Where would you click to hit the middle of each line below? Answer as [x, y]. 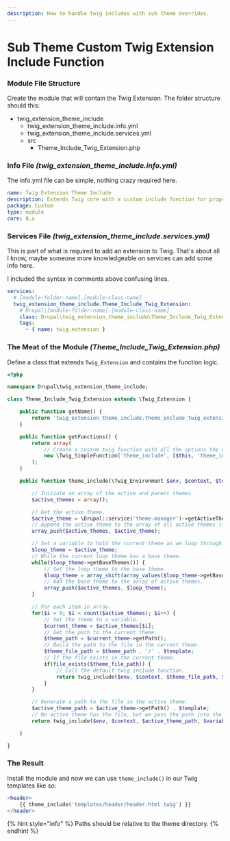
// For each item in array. [72, 607]
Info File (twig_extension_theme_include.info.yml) [92, 166]
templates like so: [32, 786]
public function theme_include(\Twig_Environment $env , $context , [116, 481]
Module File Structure [44, 83]
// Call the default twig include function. [120, 670]
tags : [27, 323]
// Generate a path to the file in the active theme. [110, 702]
